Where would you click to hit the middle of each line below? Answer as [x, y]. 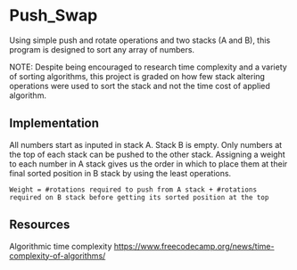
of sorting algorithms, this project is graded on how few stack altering [137, 76]
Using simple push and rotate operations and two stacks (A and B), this [140, 40]
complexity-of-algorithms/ [58, 256]
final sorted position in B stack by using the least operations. [120, 173]
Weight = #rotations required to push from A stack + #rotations [133, 189]
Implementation [54, 123]
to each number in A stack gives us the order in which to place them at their [148, 164]
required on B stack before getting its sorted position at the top [139, 197]
